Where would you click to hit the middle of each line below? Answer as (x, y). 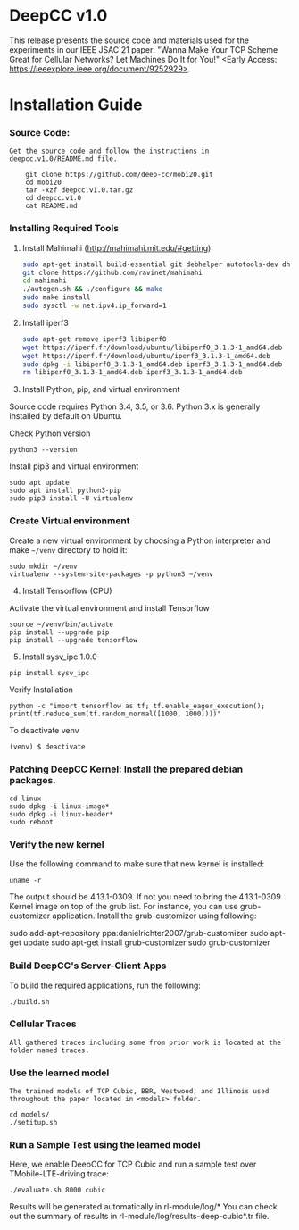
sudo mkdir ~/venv (43, 566)
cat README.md (51, 206)
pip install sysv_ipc (50, 673)
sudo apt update (39, 483)
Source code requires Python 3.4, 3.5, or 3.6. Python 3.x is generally (135, 406)
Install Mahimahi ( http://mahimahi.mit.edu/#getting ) (116, 247)
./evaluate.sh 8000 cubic (57, 1190)
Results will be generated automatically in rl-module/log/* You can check (144, 1207)
